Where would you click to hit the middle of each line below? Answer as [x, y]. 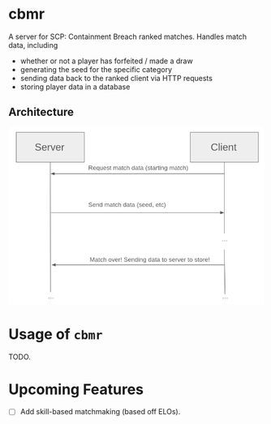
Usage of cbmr [56, 334]
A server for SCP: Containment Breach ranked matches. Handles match [128, 36]
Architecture [41, 112]
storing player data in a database [75, 87]
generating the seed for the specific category [96, 69]
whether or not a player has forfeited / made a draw [106, 61]
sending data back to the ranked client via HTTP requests [116, 78]
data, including [33, 45]
